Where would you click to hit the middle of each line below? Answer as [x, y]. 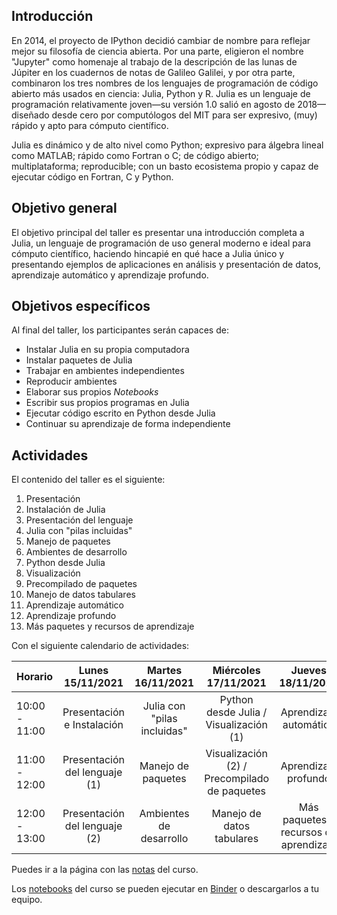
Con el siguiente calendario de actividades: [100, 646]
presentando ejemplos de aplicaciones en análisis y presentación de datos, [166, 264]
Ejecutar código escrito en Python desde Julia [120, 413]
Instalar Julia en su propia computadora [107, 350]
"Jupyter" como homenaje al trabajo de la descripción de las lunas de [154, 61]
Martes [164, 671]
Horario [35, 677]
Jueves [308, 671]
